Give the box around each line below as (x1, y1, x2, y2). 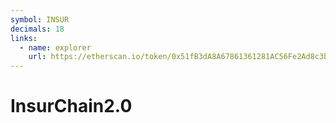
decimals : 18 (10, 24, 65, 34)
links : (10, 33, 38, 43)
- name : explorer (19, 42, 92, 53)
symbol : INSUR (10, 14, 70, 25)
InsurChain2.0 (10, 95, 133, 118)
